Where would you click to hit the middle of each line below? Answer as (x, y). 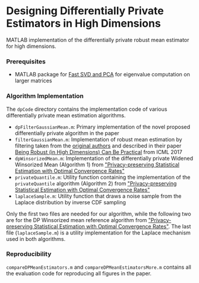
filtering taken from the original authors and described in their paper (98, 146)
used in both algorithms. (36, 239)
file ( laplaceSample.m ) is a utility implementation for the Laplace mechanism (99, 233)
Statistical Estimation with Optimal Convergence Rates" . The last (112, 226)
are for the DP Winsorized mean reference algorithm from (77, 220)
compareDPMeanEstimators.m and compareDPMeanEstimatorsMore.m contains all (99, 267)
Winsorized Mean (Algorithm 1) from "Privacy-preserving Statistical (97, 165)
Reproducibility (29, 254)
